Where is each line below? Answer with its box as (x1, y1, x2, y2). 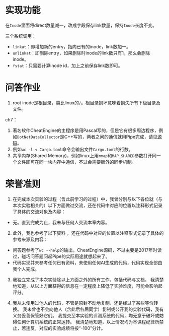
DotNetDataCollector (17, 135, 60, 140)
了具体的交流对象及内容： (12, 209, 66, 215)
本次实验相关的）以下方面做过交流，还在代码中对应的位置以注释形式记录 (12, 202, 162, 208)
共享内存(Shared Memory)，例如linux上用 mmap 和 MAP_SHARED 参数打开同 (12, 152, 157, 159)
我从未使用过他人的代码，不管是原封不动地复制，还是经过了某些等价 (12, 300, 154, 306)
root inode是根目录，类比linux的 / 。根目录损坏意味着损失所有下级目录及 (12, 99, 161, 106)
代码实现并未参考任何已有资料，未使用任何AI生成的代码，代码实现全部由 (12, 259, 162, 265)
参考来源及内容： (12, 236, 48, 242)
